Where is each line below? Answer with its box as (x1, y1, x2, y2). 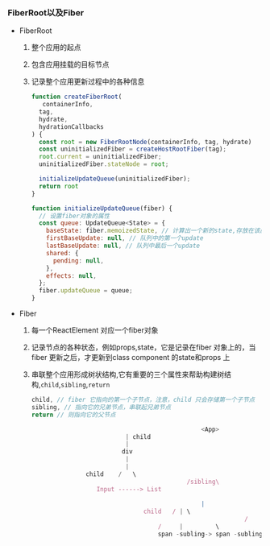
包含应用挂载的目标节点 (31, 60, 110, 69)
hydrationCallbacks (38, 122, 104, 130)
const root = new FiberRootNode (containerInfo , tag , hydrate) (38, 138, 252, 146)
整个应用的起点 (31, 43, 81, 52)
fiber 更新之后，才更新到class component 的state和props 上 (31, 353, 231, 362)
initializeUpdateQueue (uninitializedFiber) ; (38, 175, 191, 183)
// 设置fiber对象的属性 (38, 212, 110, 220)
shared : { (46, 249, 79, 257)
